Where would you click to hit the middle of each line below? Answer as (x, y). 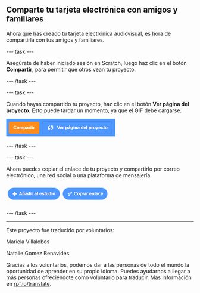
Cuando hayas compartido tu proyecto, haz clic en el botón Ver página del (98, 104)
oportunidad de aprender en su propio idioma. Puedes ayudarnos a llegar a (98, 271)
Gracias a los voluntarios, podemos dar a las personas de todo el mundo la (98, 264)
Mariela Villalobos (28, 242)
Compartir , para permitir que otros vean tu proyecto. (71, 69)
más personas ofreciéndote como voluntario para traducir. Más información (99, 277)
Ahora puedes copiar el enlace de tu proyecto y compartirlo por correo (93, 169)
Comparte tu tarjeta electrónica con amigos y (92, 10)
